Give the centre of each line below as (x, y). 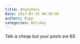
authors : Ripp (19, 18)
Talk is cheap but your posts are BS (40, 36)
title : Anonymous (22, 9)
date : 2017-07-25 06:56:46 (32, 14)
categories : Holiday (26, 23)
